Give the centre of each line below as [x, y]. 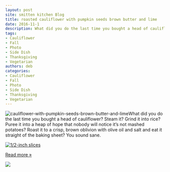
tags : [11, 33]
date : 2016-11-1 [22, 24]
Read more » [18, 155]
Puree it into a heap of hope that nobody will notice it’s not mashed [75, 124]
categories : [18, 71]
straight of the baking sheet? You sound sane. [53, 135]
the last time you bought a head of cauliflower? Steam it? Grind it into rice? [83, 119]
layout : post [19, 10]
